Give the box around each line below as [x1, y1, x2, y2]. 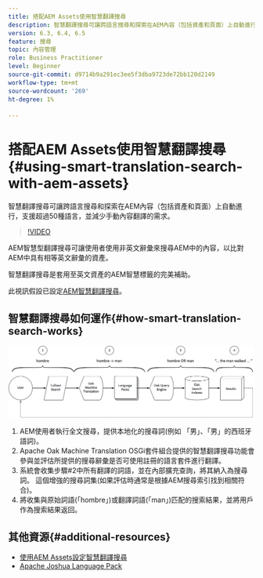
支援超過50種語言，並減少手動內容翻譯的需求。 [21, 212, 175, 221]
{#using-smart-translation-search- [8, 158, 243, 176]
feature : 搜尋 [8, 38, 52, 45]
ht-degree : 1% [8, 95, 55, 104]
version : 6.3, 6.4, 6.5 [8, 29, 86, 37]
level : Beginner [8, 63, 61, 71]
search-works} [8, 324, 84, 337]
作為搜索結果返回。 [19, 505, 82, 514]
